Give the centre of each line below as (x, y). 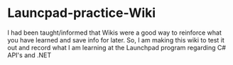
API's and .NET (29, 55)
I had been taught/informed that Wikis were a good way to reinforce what (115, 32)
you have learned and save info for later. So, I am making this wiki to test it (116, 40)
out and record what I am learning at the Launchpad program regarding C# (116, 47)
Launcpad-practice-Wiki (82, 13)
